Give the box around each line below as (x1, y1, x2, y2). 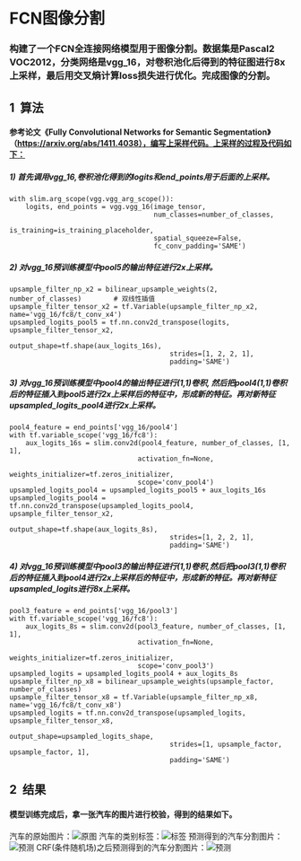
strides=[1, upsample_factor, (169, 740, 282, 749)
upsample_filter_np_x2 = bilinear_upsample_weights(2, (9, 285, 219, 294)
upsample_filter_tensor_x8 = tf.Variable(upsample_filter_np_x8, (9, 692, 258, 701)
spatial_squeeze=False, (153, 234, 243, 243)
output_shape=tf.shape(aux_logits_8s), (9, 525, 159, 534)
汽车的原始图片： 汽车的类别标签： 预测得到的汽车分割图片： (9, 830, 283, 841)
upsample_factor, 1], (9, 747, 90, 757)
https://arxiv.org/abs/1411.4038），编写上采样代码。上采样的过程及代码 (17, 138, 284, 149)
